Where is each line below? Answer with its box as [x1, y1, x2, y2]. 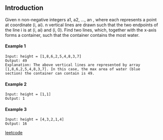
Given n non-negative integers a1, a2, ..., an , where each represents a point [5, 16, 157, 22]
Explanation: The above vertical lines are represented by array [5, 62, 140, 67]
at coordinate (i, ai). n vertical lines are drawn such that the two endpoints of [5, 22, 158, 28]
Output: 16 [5, 121, 27, 126]
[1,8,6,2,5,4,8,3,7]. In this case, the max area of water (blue [5, 67, 140, 72]
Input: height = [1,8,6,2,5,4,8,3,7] [5, 54, 82, 59]
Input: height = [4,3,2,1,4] [5, 117, 64, 122]
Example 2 [5, 81, 27, 87]
